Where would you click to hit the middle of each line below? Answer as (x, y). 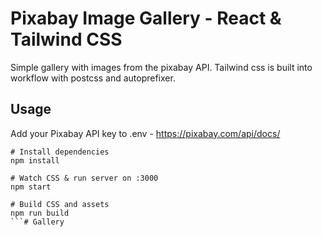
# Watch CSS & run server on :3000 (84, 178)
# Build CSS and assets (60, 204)
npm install (35, 160)
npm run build (40, 213)
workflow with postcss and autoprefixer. (93, 78)
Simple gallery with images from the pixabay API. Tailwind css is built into (161, 67)
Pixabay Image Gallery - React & (146, 18)
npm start (31, 187)
